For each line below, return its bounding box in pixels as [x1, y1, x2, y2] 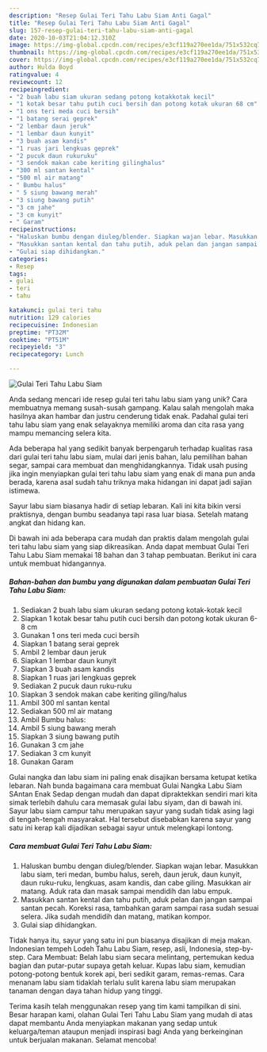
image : [9, 41, 31, 49]
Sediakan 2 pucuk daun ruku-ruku [20, 681, 132, 690]
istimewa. [9, 486, 40, 495]
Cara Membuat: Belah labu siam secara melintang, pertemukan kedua [27, 952, 254, 962]
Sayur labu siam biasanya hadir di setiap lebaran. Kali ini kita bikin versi [9, 501, 241, 510]
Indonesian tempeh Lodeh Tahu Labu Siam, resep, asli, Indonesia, [9, 943, 224, 953]
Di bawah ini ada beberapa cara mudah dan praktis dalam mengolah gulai [9, 533, 249, 543]
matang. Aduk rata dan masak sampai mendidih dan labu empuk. [20, 886, 233, 896]
